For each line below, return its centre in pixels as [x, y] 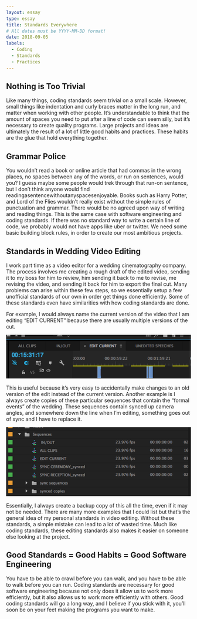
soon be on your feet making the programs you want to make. [81, 610]
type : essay [21, 18]
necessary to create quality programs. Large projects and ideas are [87, 126]
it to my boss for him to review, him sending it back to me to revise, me [91, 278]
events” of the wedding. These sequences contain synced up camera [90, 406]
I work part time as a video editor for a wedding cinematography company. [96, 265]
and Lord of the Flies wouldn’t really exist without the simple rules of [89, 202]
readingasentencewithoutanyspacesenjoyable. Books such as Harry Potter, [97, 195]
